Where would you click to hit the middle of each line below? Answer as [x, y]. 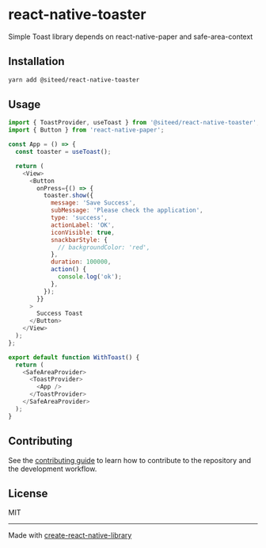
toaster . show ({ [68, 196]
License [28, 493]
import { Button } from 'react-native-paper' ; [86, 130]
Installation [36, 61]
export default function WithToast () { [74, 357]
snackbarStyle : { [79, 240]
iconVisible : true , [82, 232]
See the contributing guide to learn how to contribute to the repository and [130, 460]
